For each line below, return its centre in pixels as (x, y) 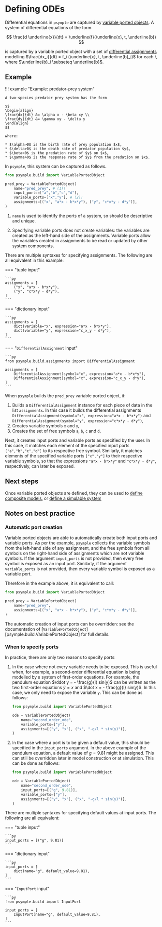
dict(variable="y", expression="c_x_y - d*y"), (62, 330)
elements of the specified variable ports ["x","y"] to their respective (74, 455)
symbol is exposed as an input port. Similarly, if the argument (66, 564)
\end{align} (17, 123)
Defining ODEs (35, 9)
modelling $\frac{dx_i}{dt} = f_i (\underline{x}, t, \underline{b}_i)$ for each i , (81, 56)
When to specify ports (32, 647)
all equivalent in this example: (34, 260)
